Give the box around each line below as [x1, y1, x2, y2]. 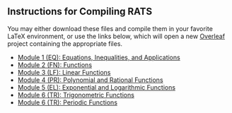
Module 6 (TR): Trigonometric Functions [17, 90, 134, 99]
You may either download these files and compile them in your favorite [7, 24, 214, 32]
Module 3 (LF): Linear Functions [17, 68, 111, 76]
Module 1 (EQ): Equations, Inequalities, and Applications [17, 53, 180, 61]
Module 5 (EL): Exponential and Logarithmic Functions [17, 83, 175, 91]
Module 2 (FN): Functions [17, 60, 93, 69]
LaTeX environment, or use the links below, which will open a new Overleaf [7, 32, 225, 40]
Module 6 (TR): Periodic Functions [17, 98, 118, 107]
